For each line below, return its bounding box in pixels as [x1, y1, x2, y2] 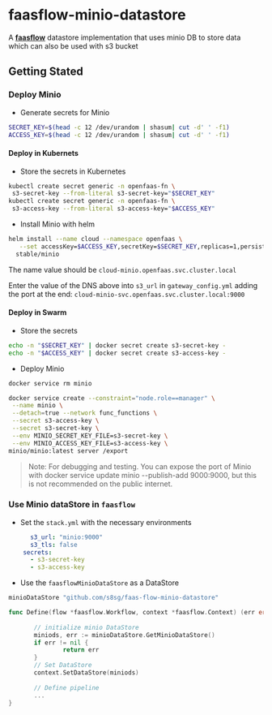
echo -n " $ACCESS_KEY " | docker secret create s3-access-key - [8, 349, 227, 357]
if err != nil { [33, 639, 89, 647]
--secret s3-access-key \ [11, 416, 100, 425]
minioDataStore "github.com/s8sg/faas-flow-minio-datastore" [8, 594, 219, 602]
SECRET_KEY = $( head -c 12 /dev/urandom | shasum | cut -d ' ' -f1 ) [8, 123, 230, 131]
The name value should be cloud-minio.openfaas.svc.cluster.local [8, 265, 237, 274]
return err [62, 646, 100, 654]
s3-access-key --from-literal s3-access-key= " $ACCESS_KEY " [11, 205, 216, 213]
